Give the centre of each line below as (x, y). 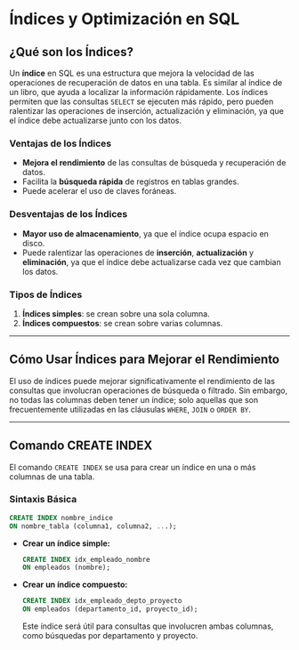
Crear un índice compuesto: (75, 585)
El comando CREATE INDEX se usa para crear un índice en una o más (133, 467)
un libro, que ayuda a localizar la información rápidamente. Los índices (139, 92)
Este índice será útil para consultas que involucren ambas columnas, (148, 626)
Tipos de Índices (46, 294)
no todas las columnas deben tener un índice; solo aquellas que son (134, 399)
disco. (33, 243)
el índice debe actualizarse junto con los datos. (96, 120)
